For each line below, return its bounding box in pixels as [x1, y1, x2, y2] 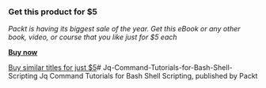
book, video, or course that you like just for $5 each [8, 32, 177, 42]
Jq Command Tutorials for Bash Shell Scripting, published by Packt [39, 71, 258, 81]
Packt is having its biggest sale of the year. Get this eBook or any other [8, 24, 241, 34]
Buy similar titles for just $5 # [8, 63, 101, 72]
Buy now [8, 48, 38, 57]
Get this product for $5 [8, 6, 97, 17]
